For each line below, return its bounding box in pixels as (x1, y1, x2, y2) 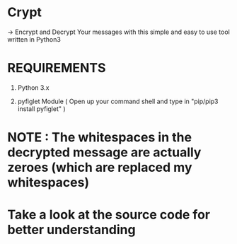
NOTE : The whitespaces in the (7, 129, 192, 146)
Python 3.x (17, 83, 50, 92)
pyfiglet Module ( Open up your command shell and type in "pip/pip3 (17, 97, 219, 105)
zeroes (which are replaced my (7, 160, 192, 175)
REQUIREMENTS (7, 60, 106, 76)
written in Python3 (7, 35, 62, 43)
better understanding (7, 222, 136, 238)
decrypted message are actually (7, 144, 202, 161)
